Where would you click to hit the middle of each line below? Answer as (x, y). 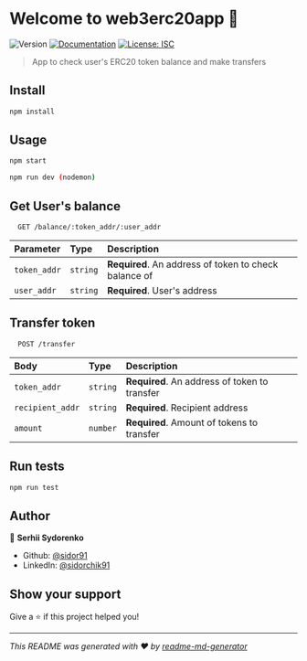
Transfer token (53, 323)
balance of (130, 276)
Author (30, 516)
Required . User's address (162, 290)
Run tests (37, 467)
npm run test (34, 487)
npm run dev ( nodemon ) (53, 177)
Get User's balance (65, 206)
